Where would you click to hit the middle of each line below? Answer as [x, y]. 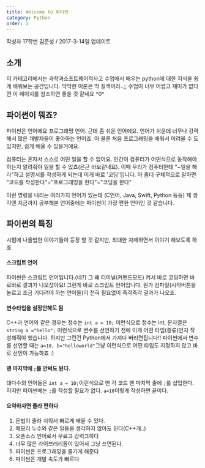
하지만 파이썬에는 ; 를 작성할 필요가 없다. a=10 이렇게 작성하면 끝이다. [88, 391]
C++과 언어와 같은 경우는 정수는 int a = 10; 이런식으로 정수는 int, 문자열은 [97, 322]
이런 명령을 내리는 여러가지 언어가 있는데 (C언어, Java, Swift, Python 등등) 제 [99, 195]
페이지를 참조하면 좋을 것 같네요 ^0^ [62, 94]
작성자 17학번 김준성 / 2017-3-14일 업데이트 [59, 42]
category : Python [28, 18]
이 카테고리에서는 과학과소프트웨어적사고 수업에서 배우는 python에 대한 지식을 [99, 79]
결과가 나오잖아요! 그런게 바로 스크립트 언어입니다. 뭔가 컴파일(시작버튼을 [109, 285]
